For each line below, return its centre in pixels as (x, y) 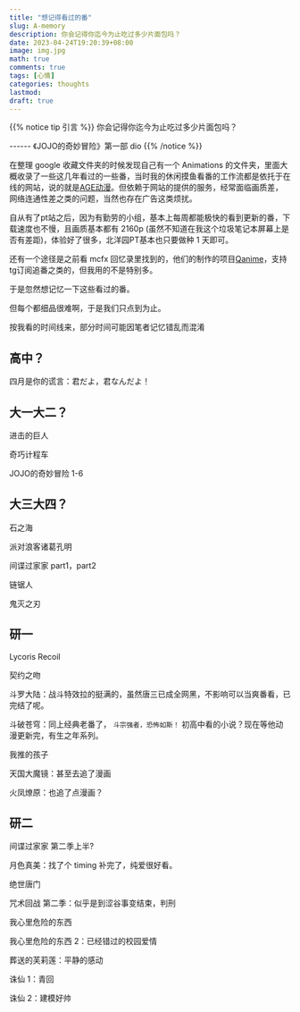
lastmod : (25, 92)
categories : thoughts (50, 84)
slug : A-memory (37, 26)
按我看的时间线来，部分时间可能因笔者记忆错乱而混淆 (107, 327)
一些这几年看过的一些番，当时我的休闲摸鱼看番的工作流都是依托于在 (165, 176)
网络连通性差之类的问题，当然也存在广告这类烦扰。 (103, 198)
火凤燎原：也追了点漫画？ (56, 792)
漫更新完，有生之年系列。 (56, 735)
